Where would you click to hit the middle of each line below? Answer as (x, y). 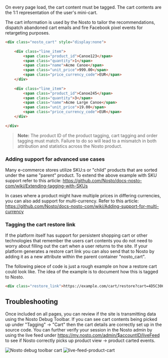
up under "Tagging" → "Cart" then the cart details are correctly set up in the (83, 324)
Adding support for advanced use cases (55, 159)
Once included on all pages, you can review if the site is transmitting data (81, 314)
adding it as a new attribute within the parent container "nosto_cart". (75, 257)
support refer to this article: (33, 180)
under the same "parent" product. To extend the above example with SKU (81, 175)
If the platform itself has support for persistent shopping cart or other (76, 235)
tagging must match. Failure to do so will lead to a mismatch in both (87, 141)
